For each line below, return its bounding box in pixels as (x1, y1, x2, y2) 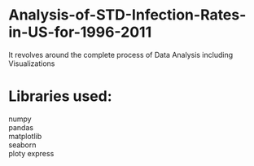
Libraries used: (8, 87, 112, 106)
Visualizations (8, 59, 55, 68)
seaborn (8, 140, 37, 150)
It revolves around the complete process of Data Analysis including (8, 50, 234, 59)
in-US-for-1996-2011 (8, 23, 152, 41)
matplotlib (8, 131, 42, 141)
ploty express (8, 148, 55, 158)
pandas (8, 122, 34, 132)
